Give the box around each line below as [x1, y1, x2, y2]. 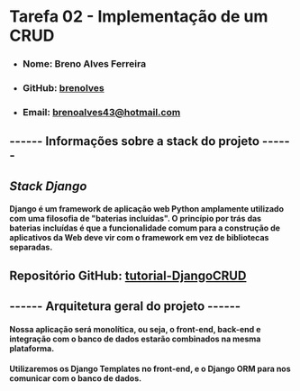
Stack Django [9, 178, 87, 194]
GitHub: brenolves [22, 82, 105, 95]
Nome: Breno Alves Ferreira [22, 58, 147, 70]
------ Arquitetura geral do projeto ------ [9, 299, 241, 314]
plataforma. [9, 342, 55, 353]
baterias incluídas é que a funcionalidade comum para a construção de [9, 223, 281, 233]
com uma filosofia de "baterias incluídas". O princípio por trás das [9, 214, 262, 224]
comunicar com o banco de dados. [9, 373, 142, 384]
